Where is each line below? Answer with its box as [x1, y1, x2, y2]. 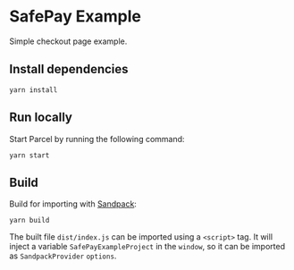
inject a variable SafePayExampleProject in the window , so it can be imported [9, 241, 286, 252]
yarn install [9, 85, 58, 95]
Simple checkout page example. [9, 36, 128, 46]
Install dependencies [9, 62, 129, 77]
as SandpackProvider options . [9, 250, 117, 261]
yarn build [9, 216, 50, 225]
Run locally [9, 110, 73, 125]
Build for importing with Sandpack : [9, 198, 137, 209]
